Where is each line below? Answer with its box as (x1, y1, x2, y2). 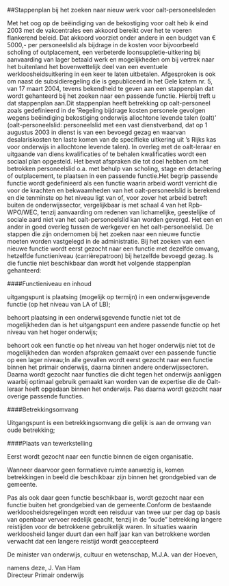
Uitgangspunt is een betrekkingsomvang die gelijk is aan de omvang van (7, 419, 212, 426)
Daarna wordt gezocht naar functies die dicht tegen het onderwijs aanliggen (7, 370, 222, 379)
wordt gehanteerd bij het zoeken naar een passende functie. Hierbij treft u (7, 92, 216, 100)
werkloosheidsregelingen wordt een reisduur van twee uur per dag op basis (7, 508, 221, 516)
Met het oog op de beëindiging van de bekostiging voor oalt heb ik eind (7, 19, 208, 27)
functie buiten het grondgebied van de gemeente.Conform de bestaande (7, 501, 212, 509)
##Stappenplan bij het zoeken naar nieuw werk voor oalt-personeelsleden (7, 6, 217, 14)
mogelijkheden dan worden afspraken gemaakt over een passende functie (7, 348, 217, 357)
